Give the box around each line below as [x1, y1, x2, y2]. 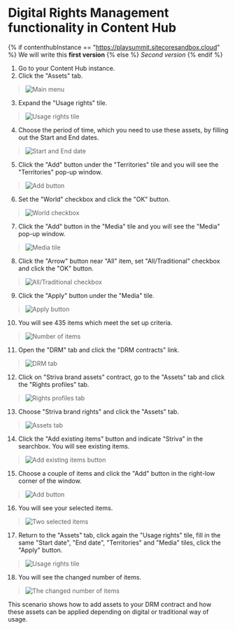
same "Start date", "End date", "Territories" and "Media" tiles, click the [17, 538, 221, 547]
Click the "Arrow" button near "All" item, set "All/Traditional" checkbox [17, 256, 220, 265]
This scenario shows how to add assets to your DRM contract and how [8, 600, 212, 608]
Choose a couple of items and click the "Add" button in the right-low [17, 469, 215, 477]
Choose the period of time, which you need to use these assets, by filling [17, 125, 229, 134]
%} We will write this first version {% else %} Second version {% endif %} [8, 50, 223, 59]
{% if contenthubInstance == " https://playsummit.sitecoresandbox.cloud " [8, 43, 220, 51]
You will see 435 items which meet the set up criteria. [17, 318, 173, 327]
